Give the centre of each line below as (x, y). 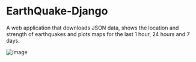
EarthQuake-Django (57, 11)
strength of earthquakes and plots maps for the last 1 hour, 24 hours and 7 (98, 34)
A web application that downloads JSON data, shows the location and (93, 28)
